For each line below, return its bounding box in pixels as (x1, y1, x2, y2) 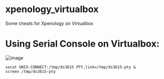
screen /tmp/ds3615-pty (5, 69, 56, 74)
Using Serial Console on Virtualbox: (5, 38, 160, 50)
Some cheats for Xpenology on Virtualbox (5, 20, 93, 26)
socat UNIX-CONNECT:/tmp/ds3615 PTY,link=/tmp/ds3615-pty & (5, 64, 136, 69)
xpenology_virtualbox (5, 4, 99, 15)
